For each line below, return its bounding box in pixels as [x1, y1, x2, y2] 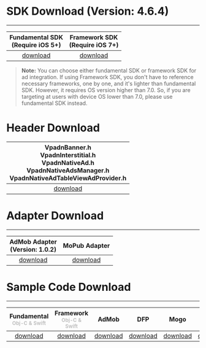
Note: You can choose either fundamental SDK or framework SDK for [21, 66, 197, 74]
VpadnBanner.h [44, 143, 92, 152]
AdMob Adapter [9, 238, 57, 246]
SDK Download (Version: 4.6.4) [6, 4, 169, 18]
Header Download [6, 121, 100, 135]
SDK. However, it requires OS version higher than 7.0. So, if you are [21, 86, 191, 93]
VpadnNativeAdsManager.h [26, 166, 110, 174]
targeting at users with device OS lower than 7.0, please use [21, 93, 173, 100]
